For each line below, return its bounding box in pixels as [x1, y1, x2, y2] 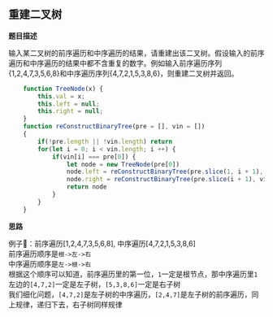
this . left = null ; [37, 100, 100, 108]
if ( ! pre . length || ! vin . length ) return [37, 137, 173, 145]
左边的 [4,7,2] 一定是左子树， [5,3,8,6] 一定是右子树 [8, 279, 181, 289]
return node [66, 183, 107, 191]
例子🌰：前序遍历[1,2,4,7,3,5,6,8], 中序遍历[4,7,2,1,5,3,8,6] [8, 238, 197, 248]
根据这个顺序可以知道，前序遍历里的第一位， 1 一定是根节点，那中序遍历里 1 [8, 269, 258, 279]
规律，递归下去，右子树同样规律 [15, 299, 123, 309]
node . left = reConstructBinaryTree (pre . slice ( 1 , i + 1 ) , [66, 167, 264, 176]
